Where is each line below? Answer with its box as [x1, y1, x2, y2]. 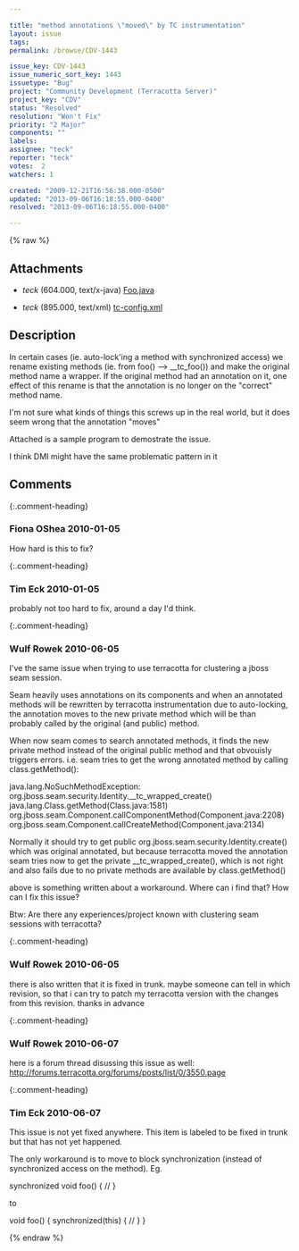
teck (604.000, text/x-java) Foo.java [21, 284, 154, 295]
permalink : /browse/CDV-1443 [9, 46, 118, 55]
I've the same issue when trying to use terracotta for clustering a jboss [9, 663, 270, 674]
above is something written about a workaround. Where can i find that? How [9, 882, 290, 894]
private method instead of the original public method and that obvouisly [9, 745, 272, 756]
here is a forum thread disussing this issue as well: [9, 1058, 195, 1069]
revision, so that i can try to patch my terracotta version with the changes [9, 988, 279, 999]
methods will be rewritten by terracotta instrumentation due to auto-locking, [9, 699, 288, 710]
